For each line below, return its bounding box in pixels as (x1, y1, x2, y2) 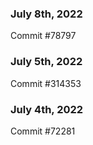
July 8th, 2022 (10, 7, 83, 21)
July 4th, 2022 (10, 102, 84, 116)
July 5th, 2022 (10, 55, 83, 69)
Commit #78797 (10, 30, 77, 42)
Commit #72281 (10, 125, 76, 137)
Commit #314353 (10, 77, 82, 89)
